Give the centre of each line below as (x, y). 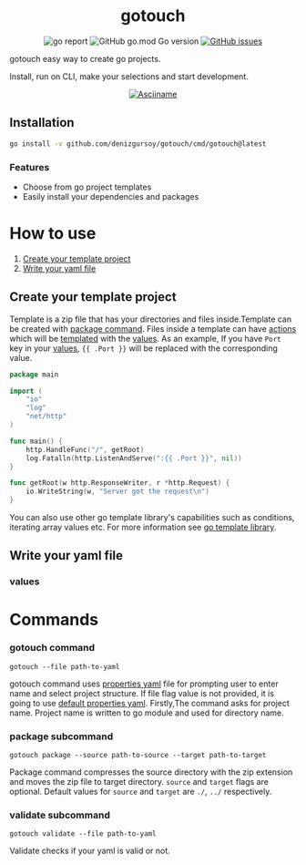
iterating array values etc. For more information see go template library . (143, 527)
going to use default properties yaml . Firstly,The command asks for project (149, 703)
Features (30, 167)
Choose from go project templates (87, 187)
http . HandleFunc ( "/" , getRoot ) (85, 449)
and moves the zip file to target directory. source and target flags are (139, 782)
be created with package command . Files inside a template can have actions (153, 328)
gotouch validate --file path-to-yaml (83, 834)
